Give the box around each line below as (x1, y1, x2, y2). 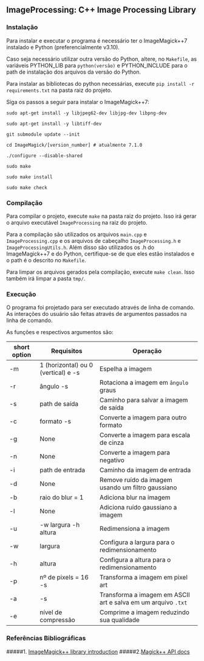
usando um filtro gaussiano (99, 483, 177, 492)
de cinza (99, 438, 124, 447)
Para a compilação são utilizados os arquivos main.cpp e (6, 231, 147, 238)
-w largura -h (39, 520, 80, 529)
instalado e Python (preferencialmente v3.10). (6, 43, 120, 51)
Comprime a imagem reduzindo (99, 608, 190, 617)
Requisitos (50, 347, 83, 355)
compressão (39, 616, 76, 624)
